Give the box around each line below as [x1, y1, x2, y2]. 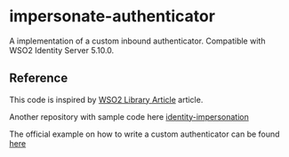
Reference [9, 71, 68, 86]
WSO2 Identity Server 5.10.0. [9, 44, 115, 55]
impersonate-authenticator [9, 6, 216, 27]
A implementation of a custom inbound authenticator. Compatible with [9, 35, 266, 46]
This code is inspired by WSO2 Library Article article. [9, 94, 204, 105]
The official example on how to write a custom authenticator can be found [9, 129, 280, 139]
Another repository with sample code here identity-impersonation [9, 111, 249, 122]
